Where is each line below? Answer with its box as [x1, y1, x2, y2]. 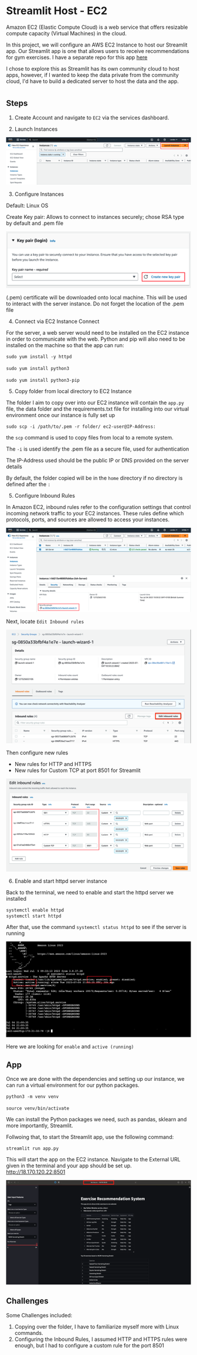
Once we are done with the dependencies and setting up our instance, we [6, 1076, 185, 1083]
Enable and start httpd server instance [14, 878, 107, 885]
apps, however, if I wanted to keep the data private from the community [6, 71, 179, 78]
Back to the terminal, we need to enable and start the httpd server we [6, 889, 174, 896]
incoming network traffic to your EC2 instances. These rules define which [6, 510, 184, 517]
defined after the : [6, 481, 51, 488]
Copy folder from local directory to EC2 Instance [14, 388, 132, 395]
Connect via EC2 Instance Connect [14, 318, 100, 325]
